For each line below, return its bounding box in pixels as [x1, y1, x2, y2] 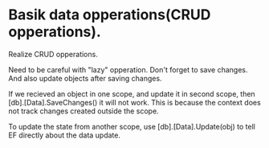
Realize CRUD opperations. [8, 49, 98, 59]
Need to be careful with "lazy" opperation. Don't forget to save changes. [8, 64, 248, 74]
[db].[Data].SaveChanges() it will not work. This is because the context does [8, 97, 261, 107]
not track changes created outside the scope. [8, 106, 159, 116]
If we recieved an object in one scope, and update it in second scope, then [8, 88, 255, 98]
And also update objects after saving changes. [8, 73, 162, 83]
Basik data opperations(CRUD [8, 6, 211, 24]
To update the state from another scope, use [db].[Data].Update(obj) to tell [8, 121, 255, 131]
